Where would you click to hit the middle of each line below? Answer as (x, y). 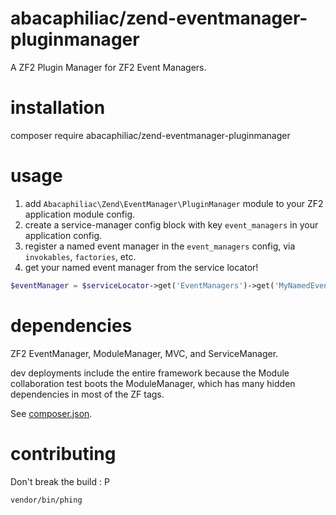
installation (58, 108)
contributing (63, 453)
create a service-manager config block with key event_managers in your (171, 224)
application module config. (80, 214)
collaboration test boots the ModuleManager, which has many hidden (153, 383)
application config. (63, 235)
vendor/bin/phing (46, 500)
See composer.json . (51, 413)
